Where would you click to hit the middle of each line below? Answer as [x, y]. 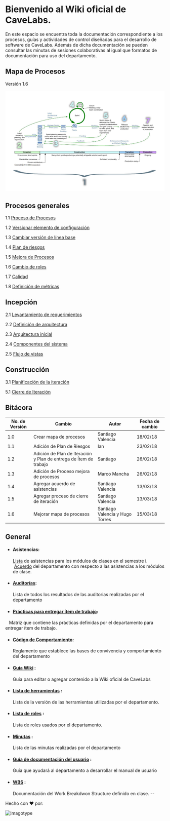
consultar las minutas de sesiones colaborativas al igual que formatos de [81, 50]
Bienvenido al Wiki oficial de [66, 9]
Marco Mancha [113, 474]
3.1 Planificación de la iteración [37, 382]
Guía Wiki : [24, 668]
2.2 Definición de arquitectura [36, 324]
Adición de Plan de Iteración [63, 453]
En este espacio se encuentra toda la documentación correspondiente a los [84, 34]
